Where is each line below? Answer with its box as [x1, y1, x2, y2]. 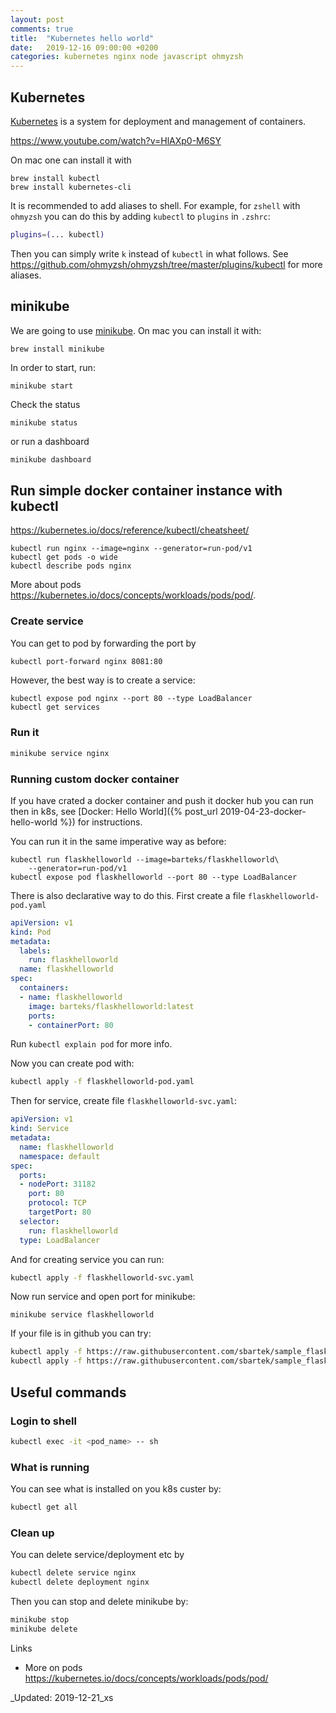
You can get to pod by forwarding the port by [10, 637, 197, 649]
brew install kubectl [10, 173, 101, 183]
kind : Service [10, 1124, 70, 1134]
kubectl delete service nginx [10, 1568, 137, 1578]
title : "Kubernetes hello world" [10, 33, 155, 43]
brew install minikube [10, 344, 105, 354]
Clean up [10, 1526, 55, 1540]
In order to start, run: [10, 361, 96, 373]
